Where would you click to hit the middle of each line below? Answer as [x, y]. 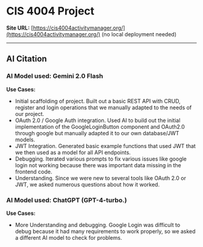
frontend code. [34, 172]
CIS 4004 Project [50, 11]
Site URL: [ [20, 28]
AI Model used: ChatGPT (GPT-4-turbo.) [67, 200]
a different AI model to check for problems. [69, 237]
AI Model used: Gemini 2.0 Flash [55, 76]
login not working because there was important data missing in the [98, 165]
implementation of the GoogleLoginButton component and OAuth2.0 [100, 127]
